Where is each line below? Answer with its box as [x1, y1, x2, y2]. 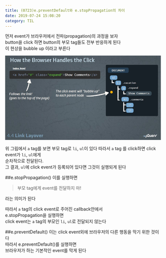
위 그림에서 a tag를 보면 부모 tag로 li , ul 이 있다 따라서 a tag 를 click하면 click [5, 146, 156, 152]
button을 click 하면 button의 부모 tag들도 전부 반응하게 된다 [5, 40, 121, 45]
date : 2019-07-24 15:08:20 [5, 13, 61, 18]
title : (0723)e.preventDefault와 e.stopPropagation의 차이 [5, 8, 125, 13]
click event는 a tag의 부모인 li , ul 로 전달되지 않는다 [5, 218, 106, 224]
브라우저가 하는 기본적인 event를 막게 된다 [5, 248, 86, 254]
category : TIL [5, 18, 35, 23]
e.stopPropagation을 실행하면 [5, 213, 64, 218]
